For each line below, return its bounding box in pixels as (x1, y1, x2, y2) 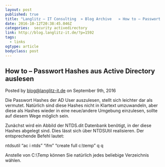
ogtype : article (5, 44, 39, 49)
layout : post (5, 7, 32, 12)
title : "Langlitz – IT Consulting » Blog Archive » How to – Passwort (5, 16, 161, 21)
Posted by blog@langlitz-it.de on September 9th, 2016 (5, 87, 116, 94)
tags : (5, 35, 16, 40)
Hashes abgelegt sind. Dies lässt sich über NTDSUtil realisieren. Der (5, 128, 144, 134)
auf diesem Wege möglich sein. (5, 113, 69, 119)
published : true (5, 12, 39, 17)
